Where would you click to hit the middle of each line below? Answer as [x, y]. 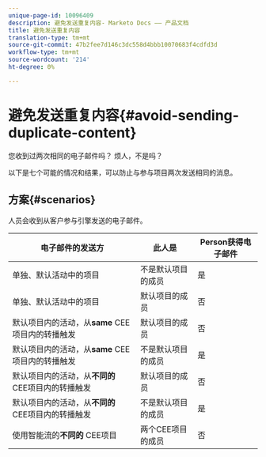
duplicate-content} [72, 132]
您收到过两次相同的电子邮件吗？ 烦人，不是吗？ [85, 156]
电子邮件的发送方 [72, 247]
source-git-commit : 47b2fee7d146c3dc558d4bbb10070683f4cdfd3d [113, 45]
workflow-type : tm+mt [44, 52]
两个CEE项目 [163, 429]
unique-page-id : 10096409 [51, 15]
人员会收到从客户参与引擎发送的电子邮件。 [78, 220]
